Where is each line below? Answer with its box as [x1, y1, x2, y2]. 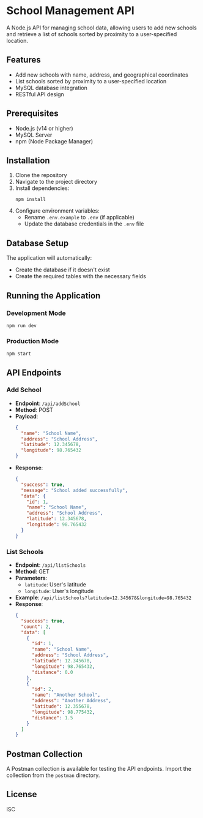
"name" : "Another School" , [31, 692, 101, 699]
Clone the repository [15, 172, 67, 179]
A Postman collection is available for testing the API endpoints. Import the [6, 765, 191, 773]
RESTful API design [15, 90, 64, 98]
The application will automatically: [6, 254, 92, 262]
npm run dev [6, 322, 37, 328]
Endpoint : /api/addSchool [15, 400, 81, 407]
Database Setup [6, 238, 69, 248]
